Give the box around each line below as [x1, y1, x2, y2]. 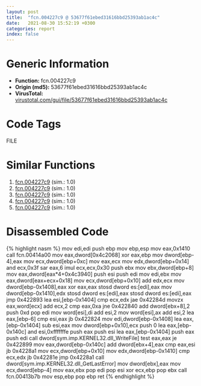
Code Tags [6, 117, 61, 131]
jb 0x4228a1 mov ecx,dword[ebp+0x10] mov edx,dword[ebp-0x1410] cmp [6, 347, 190, 354]
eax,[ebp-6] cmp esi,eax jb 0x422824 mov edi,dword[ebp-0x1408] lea [6, 315, 182, 322]
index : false [6, 31, 39, 37]
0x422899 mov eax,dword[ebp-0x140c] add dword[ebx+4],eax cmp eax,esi [6, 341, 196, 348]
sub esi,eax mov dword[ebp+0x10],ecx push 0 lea [42, 322, 166, 329]
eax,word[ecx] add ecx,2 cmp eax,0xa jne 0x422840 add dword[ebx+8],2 [6, 302, 190, 310]
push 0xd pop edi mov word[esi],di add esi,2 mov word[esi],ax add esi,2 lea [6, 308, 194, 316]
